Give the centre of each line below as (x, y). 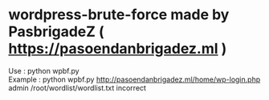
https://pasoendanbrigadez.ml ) (118, 49)
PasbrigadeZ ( (56, 32)
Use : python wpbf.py (44, 70)
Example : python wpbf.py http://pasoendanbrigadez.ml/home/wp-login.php (134, 79)
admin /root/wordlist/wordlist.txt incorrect (77, 88)
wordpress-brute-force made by (119, 15)
